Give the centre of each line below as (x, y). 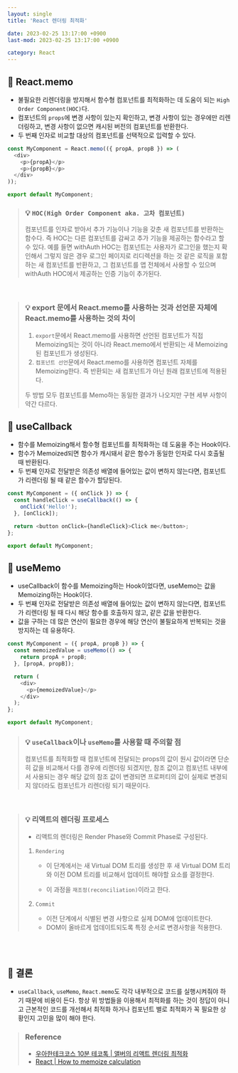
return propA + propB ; (54, 657)
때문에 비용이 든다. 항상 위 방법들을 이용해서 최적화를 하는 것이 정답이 (121, 1000)
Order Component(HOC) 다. (53, 108)
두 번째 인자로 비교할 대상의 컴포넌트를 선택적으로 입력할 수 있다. (107, 135)
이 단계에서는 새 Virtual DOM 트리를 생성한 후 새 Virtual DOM (132, 865)
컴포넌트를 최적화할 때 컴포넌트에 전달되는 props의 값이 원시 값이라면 (120, 759)
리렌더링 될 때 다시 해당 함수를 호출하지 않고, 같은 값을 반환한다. (113, 613)
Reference (43, 1037)
